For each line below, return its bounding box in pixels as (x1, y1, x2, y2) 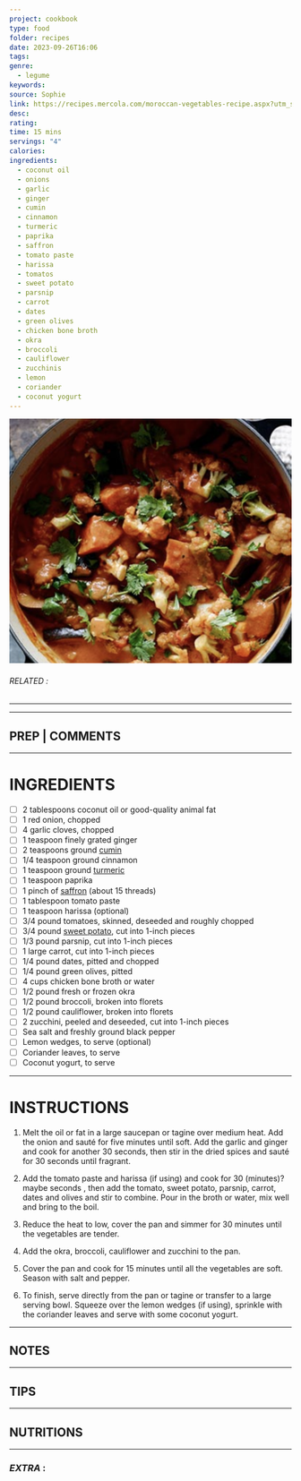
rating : (9, 118, 39, 127)
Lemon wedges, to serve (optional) (21, 1037, 152, 1048)
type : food (9, 23, 50, 33)
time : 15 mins (9, 128, 63, 137)
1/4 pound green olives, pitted (21, 966, 133, 977)
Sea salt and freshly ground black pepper (21, 1026, 176, 1038)
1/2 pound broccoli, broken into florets (21, 997, 164, 1007)
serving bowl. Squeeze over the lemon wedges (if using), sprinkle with (21, 1299, 282, 1310)
